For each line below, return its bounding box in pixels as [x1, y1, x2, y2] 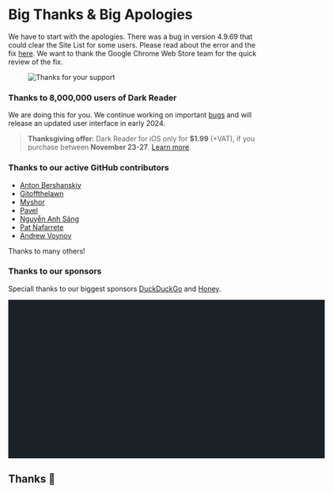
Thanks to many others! [8, 246, 85, 255]
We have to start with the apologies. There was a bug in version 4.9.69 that [8, 32, 253, 41]
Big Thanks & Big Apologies [8, 6, 193, 24]
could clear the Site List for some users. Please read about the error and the [8, 40, 255, 49]
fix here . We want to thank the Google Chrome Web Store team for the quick [8, 48, 257, 58]
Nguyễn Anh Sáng [19, 214, 80, 224]
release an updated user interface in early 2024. [8, 119, 166, 128]
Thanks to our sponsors [8, 266, 102, 277]
